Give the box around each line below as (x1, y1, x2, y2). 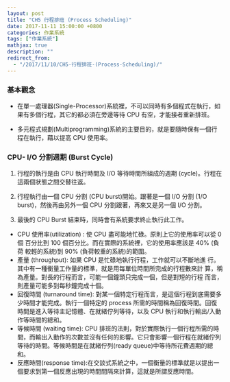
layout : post (7, 10, 44, 17)
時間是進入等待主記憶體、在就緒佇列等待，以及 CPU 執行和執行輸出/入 (16, 307, 216, 315)
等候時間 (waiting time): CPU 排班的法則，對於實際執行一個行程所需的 (16, 324, 214, 333)
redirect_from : (7, 55, 51, 62)
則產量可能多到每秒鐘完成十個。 (16, 282, 107, 290)
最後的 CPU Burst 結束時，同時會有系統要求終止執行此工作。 (16, 215, 188, 224)
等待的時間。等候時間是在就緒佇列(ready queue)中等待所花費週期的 (16, 342, 207, 350)
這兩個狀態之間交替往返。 (16, 178, 90, 186)
